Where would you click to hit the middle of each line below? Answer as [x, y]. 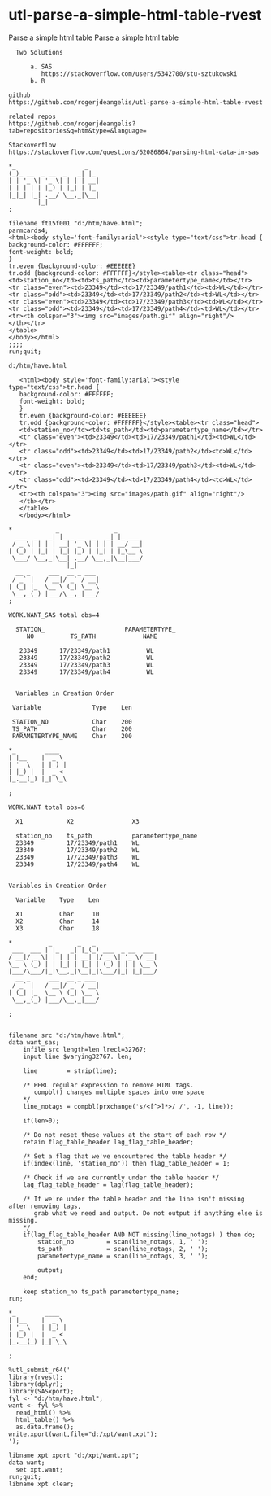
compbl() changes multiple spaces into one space [119, 1092]
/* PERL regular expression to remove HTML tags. [109, 1085]
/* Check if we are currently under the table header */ [121, 1178]
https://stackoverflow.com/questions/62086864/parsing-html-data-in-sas [134, 152]
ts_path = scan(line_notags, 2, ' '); [123, 1249]
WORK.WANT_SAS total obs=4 [54, 615]
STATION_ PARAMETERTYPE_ [96, 629]
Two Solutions [39, 52]
